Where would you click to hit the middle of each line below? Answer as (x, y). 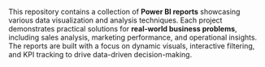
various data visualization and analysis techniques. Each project (115, 20)
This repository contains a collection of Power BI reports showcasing (124, 12)
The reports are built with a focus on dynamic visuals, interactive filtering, (132, 46)
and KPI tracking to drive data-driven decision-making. (100, 54)
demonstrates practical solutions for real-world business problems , (123, 29)
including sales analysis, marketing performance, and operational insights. (133, 37)
